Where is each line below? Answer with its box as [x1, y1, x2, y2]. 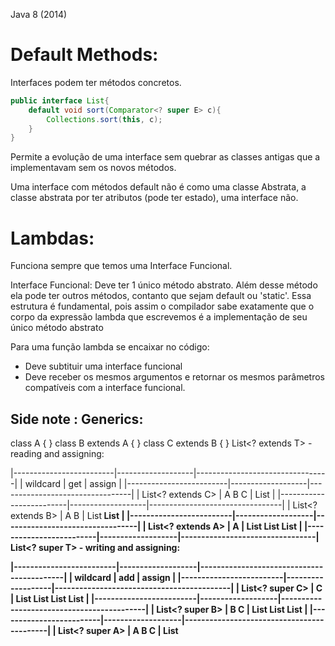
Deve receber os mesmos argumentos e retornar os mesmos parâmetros [24, 371, 325, 383]
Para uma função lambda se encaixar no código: [10, 341, 210, 353]
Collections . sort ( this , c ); [46, 114, 163, 124]
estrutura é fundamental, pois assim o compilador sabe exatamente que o [10, 300, 315, 313]
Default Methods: [10, 44, 159, 66]
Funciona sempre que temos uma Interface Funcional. [10, 260, 233, 272]
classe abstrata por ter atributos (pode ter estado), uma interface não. [10, 192, 299, 204]
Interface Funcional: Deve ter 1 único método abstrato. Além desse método [10, 279, 318, 291]
